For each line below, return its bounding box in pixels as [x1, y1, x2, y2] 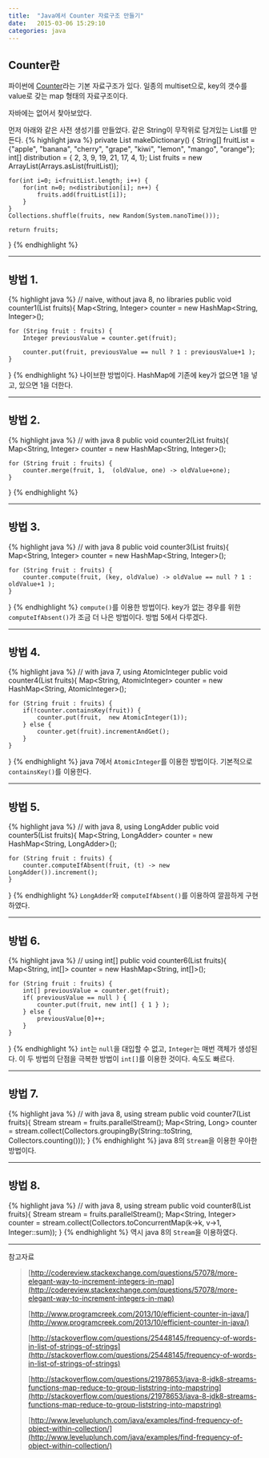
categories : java [8, 26, 66, 34]
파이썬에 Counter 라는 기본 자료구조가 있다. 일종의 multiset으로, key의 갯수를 [8, 81, 248, 91]
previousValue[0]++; [37, 1015, 106, 1023]
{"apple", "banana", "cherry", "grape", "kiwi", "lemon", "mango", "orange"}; [8, 144, 255, 154]
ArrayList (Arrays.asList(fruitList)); [8, 161, 118, 171]
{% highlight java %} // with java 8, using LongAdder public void [8, 822, 219, 832]
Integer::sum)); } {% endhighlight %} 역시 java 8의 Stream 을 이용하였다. [8, 1227, 238, 1237]
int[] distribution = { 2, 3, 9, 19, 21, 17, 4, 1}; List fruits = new [8, 153, 203, 163]
